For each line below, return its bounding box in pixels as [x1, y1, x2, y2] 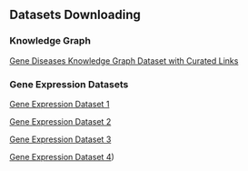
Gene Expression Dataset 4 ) [9, 151, 115, 162]
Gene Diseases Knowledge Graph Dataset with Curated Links [9, 55, 239, 66]
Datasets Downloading [9, 7, 141, 23]
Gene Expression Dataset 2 [9, 116, 112, 126]
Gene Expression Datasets [9, 77, 129, 90]
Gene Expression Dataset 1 [9, 98, 110, 109]
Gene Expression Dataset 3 [9, 134, 112, 145]
